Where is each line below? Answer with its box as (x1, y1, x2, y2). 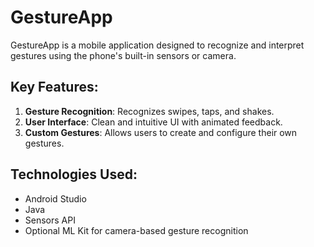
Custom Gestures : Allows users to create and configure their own (24, 126, 298, 138)
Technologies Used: (10, 166, 138, 183)
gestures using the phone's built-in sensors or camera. (10, 49, 237, 61)
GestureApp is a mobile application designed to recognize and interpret (10, 39, 305, 51)
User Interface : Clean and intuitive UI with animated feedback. (24, 116, 283, 128)
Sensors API (24, 214, 76, 226)
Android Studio (24, 192, 87, 205)
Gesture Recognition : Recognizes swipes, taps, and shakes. (24, 105, 275, 117)
